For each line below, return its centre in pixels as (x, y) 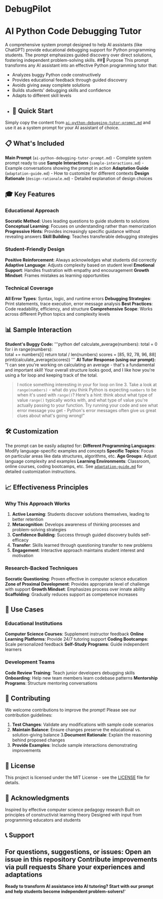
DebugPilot (28, 9)
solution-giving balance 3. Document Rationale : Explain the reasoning (82, 735)
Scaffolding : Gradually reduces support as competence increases (71, 594)
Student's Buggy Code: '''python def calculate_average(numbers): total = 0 (81, 344)
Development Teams (30, 662)
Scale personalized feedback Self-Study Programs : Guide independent (77, 644)
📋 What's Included (35, 144)
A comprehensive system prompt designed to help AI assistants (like (74, 45)
